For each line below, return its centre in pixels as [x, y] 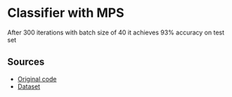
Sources [26, 62]
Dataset [29, 86]
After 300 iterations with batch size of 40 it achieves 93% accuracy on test [116, 32]
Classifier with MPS [66, 13]
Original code [37, 79]
